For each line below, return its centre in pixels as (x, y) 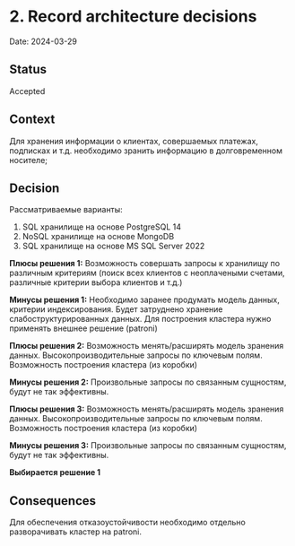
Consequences (53, 501)
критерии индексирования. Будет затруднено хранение (116, 309)
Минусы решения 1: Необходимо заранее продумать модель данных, (145, 300)
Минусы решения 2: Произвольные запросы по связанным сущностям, (148, 382)
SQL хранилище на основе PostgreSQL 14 (102, 227)
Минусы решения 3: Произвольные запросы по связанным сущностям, (148, 446)
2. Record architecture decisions (133, 17)
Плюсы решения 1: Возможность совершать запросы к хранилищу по (145, 264)
